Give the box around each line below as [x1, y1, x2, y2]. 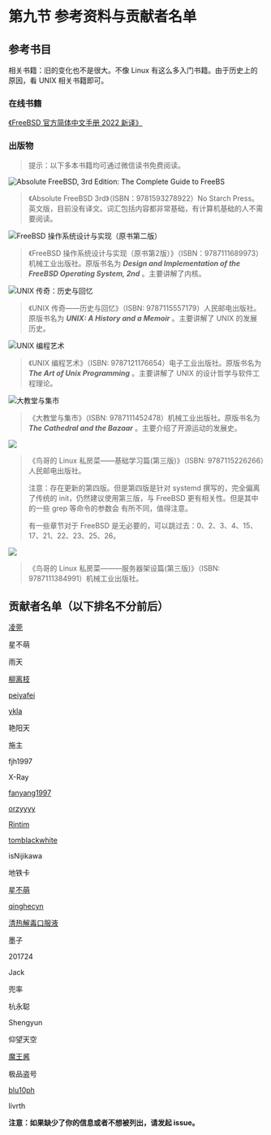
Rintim [8, 820, 30, 829]
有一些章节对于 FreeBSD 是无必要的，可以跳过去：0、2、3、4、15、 [28, 520, 258, 530]
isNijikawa [8, 851, 43, 861]
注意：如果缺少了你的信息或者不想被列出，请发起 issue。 [8, 1118, 200, 1128]
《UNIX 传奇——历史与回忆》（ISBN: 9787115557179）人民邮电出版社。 [28, 302, 261, 313]
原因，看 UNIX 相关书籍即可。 [8, 76, 109, 85]
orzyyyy [8, 804, 36, 814]
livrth [8, 1101, 26, 1111]
